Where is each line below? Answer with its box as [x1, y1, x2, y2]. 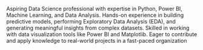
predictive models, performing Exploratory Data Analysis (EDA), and [6, 18, 176, 25]
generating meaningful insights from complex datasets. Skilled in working [6, 24, 190, 31]
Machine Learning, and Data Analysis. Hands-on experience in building [6, 11, 184, 19]
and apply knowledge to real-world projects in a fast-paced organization [6, 37, 187, 44]
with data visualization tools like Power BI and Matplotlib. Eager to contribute [6, 31, 198, 38]
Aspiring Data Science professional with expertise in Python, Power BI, [6, 5, 183, 12]
